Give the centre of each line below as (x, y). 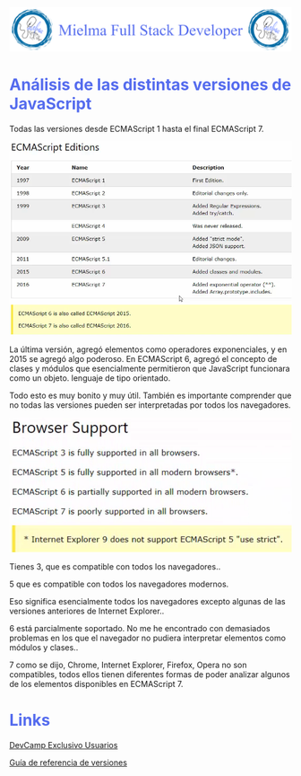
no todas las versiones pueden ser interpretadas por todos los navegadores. (150, 405)
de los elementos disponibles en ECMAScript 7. (96, 683)
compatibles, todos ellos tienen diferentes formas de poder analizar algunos (150, 674)
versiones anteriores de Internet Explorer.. (87, 611)
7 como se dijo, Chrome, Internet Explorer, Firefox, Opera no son (128, 665)
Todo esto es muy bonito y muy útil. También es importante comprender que (150, 395)
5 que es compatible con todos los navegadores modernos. (119, 584)
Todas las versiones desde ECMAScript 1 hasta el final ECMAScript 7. (137, 128)
